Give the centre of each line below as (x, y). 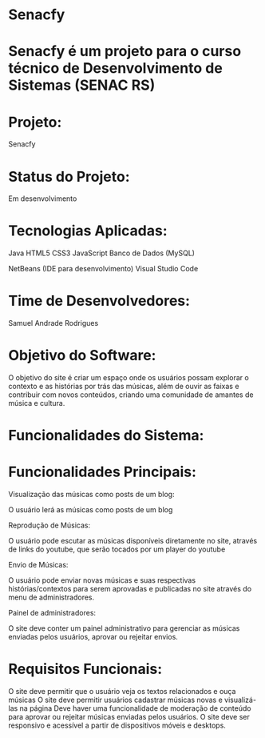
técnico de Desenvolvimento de (116, 68)
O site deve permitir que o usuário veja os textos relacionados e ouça (122, 692)
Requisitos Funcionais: (85, 669)
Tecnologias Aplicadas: (88, 231)
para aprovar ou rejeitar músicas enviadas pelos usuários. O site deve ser (129, 717)
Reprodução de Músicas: (49, 525)
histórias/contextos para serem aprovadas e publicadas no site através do (130, 589)
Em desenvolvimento (43, 199)
